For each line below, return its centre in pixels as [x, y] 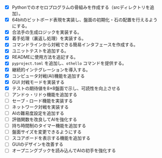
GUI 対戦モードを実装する [38, 82]
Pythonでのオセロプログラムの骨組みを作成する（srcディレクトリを [81, 7]
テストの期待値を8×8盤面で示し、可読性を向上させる [66, 88]
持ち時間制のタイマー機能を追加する [49, 126]
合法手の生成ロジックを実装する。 [47, 32]
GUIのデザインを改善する [38, 144]
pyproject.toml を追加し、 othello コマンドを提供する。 [69, 63]
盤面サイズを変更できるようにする [47, 132]
